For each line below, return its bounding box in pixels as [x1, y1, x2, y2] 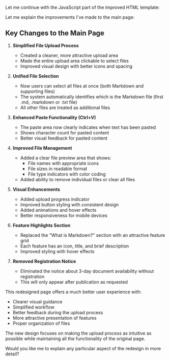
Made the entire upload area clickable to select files [20, 58, 129, 64]
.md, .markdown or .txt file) [20, 99, 77, 105]
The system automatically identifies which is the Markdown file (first [20, 94, 164, 100]
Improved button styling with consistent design [20, 201, 119, 208]
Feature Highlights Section [12, 222, 71, 228]
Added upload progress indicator [20, 196, 90, 202]
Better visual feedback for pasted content [20, 135, 108, 141]
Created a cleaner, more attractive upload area [20, 52, 119, 58]
